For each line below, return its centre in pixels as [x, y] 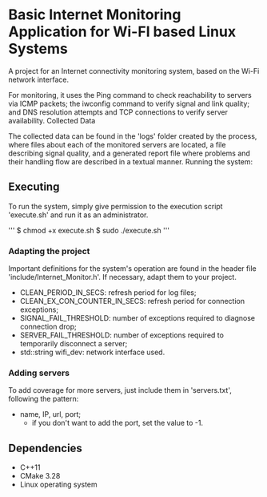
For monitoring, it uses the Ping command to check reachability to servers [130, 95]
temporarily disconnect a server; [74, 344]
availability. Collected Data [52, 120]
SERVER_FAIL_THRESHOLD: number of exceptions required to [122, 335]
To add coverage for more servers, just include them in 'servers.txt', [120, 390]
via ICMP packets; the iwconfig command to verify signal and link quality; [129, 103]
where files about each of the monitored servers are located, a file [117, 144]
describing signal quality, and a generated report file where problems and [129, 153]
